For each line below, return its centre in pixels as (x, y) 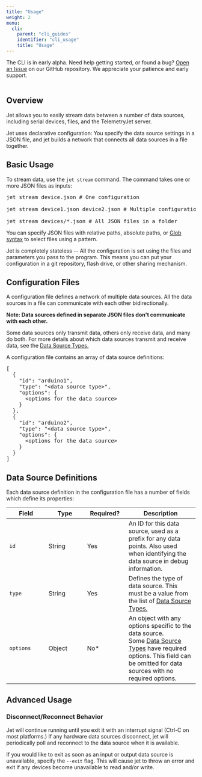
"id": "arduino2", (46, 423)
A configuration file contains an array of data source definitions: (85, 357)
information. (145, 569)
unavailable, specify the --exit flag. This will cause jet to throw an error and (100, 761)
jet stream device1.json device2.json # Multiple (81, 209)
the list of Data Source (160, 601)
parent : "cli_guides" (44, 34)
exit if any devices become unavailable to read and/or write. (80, 767)
